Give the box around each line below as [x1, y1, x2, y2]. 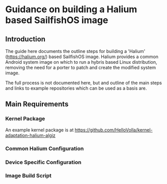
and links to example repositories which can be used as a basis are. [5, 85, 147, 91]
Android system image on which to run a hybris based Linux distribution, [5, 59, 157, 65]
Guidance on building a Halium [5, 4, 137, 15]
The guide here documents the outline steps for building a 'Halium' [5, 48, 146, 54]
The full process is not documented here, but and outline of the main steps [5, 80, 162, 86]
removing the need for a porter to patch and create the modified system [5, 65, 156, 70]
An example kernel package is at [5, 126, 74, 133]
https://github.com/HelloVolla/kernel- [74, 126, 153, 133]
